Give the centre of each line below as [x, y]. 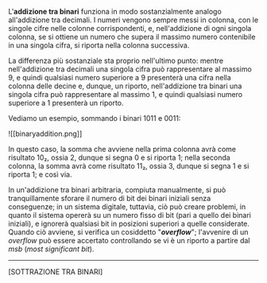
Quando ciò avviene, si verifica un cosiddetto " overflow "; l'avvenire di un [128, 232]
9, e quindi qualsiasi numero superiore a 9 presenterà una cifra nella [120, 78]
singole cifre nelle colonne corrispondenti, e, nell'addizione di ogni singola [130, 28]
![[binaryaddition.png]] [45, 134]
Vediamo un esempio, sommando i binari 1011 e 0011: [95, 118]
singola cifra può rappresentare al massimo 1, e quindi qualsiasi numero [126, 94]
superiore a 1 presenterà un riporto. [66, 103]
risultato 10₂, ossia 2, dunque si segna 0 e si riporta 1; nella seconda [119, 157]
